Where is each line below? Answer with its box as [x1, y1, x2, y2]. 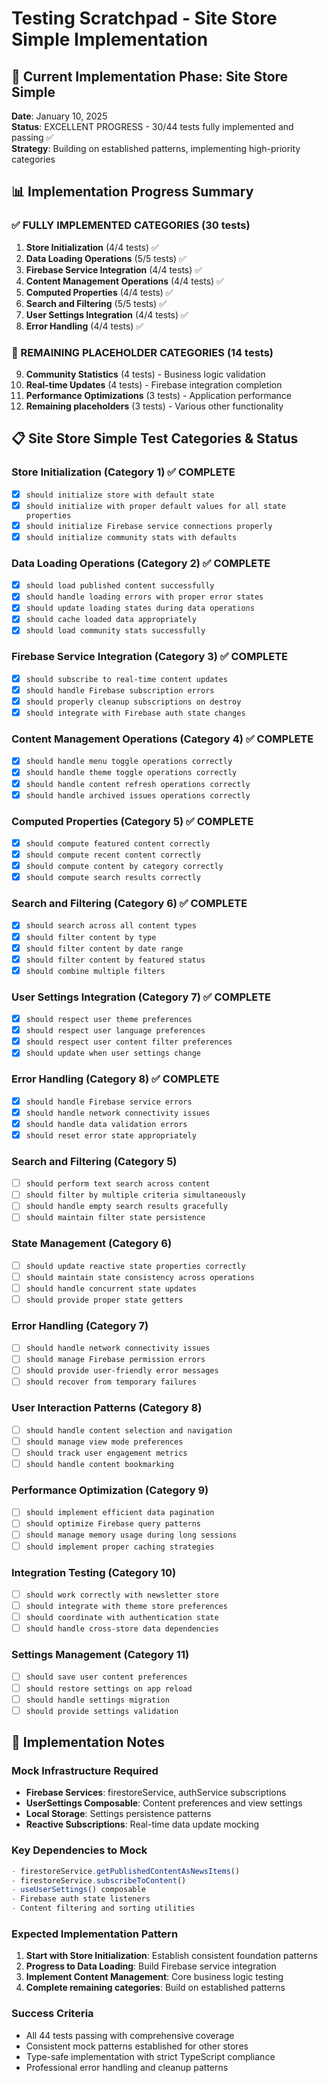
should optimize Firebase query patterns [25, 1519, 201, 1529]
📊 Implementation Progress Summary [11, 183, 254, 201]
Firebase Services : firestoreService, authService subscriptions [25, 1787, 287, 1799]
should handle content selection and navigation [25, 1425, 233, 1436]
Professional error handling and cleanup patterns [25, 2061, 229, 2073]
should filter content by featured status [25, 955, 206, 965]
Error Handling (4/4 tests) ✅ [25, 320, 144, 332]
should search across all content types [25, 921, 197, 931]
